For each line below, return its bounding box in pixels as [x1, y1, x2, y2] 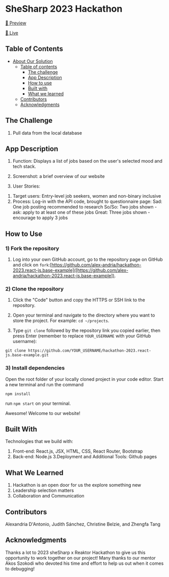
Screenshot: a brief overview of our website [12, 173, 105, 179]
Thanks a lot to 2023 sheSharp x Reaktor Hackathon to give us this [5, 549, 146, 556]
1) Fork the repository [5, 245, 60, 252]
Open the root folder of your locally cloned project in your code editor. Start [5, 376, 164, 382]
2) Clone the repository [5, 285, 64, 292]
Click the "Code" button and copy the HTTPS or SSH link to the [12, 297, 145, 303]
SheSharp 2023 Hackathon [5, 3, 123, 15]
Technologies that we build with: [5, 438, 73, 444]
